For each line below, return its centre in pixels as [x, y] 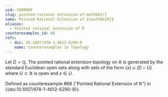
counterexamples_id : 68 [30, 33]
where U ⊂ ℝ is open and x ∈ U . [39, 73]
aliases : [14, 24]
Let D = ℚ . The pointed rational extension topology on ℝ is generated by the [84, 62]
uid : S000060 [19, 10]
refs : [11, 38]
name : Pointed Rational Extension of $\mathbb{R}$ [60, 19]
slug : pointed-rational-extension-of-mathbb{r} [56, 15]
